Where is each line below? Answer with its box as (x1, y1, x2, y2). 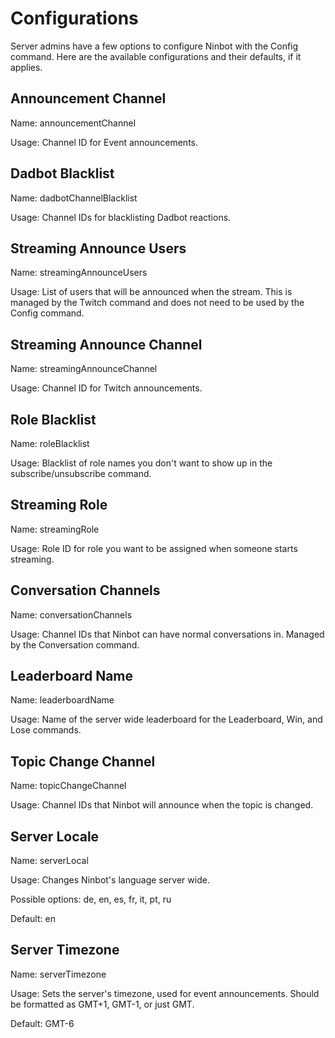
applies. (10, 61, 43, 73)
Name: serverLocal (10, 855, 89, 867)
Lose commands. (10, 724, 82, 736)
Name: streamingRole (10, 523, 100, 535)
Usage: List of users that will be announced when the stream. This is (10, 286, 293, 298)
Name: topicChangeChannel (10, 780, 127, 792)
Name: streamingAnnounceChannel (10, 363, 158, 375)
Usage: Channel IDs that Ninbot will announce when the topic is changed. (10, 799, 314, 811)
